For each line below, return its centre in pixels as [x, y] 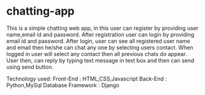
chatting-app [40, 11]
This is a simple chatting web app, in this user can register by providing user [102, 28]
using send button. [30, 67]
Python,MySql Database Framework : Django [63, 85]
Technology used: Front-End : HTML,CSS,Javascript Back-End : [87, 79]
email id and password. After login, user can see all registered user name [99, 41]
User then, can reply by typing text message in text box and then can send [100, 60]
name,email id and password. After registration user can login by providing [100, 34]
